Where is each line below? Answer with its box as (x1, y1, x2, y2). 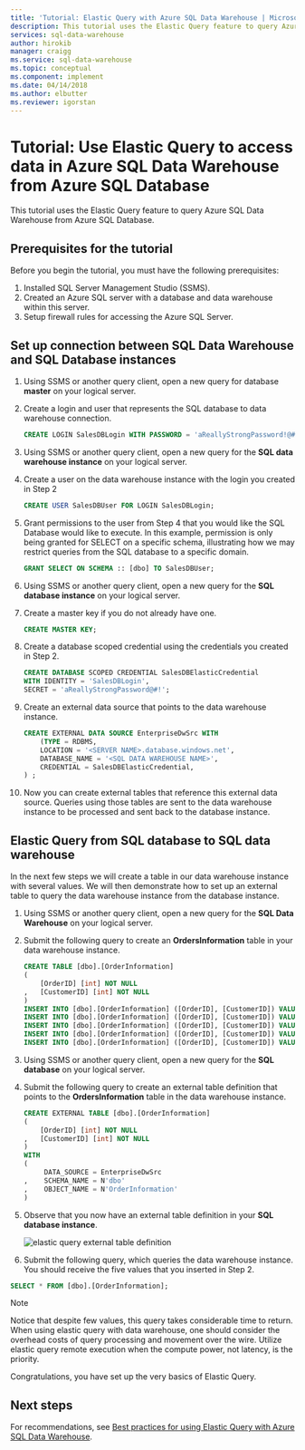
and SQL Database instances (10, 352, 176, 367)
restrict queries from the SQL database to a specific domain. (23, 546, 250, 557)
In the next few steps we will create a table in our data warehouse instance (10, 871, 289, 882)
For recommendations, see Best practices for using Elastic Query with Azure (10, 1422, 295, 1433)
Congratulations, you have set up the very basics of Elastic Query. (10, 1371, 257, 1382)
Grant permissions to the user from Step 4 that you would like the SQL (23, 517, 285, 528)
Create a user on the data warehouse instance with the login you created (23, 473, 296, 485)
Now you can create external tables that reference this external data (23, 788, 279, 798)
